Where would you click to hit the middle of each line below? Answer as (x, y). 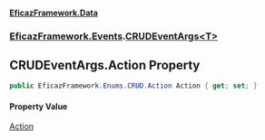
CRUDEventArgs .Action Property (105, 65)
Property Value (39, 106)
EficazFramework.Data (54, 13)
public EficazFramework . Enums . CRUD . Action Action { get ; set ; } (133, 86)
